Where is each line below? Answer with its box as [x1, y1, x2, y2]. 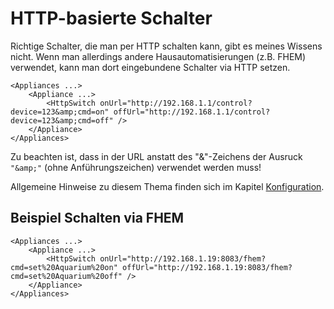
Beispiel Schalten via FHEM [10, 210, 185, 227]
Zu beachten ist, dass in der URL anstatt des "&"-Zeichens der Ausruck [10, 150, 303, 162]
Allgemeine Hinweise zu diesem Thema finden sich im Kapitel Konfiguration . [10, 180, 325, 192]
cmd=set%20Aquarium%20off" [10, 271, 123, 281]
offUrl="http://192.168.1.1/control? [113, 107, 271, 117]
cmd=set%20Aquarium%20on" [10, 262, 118, 272]
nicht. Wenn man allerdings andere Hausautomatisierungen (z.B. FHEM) [10, 50, 307, 62]
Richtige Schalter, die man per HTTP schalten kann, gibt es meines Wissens [10, 40, 323, 52]
